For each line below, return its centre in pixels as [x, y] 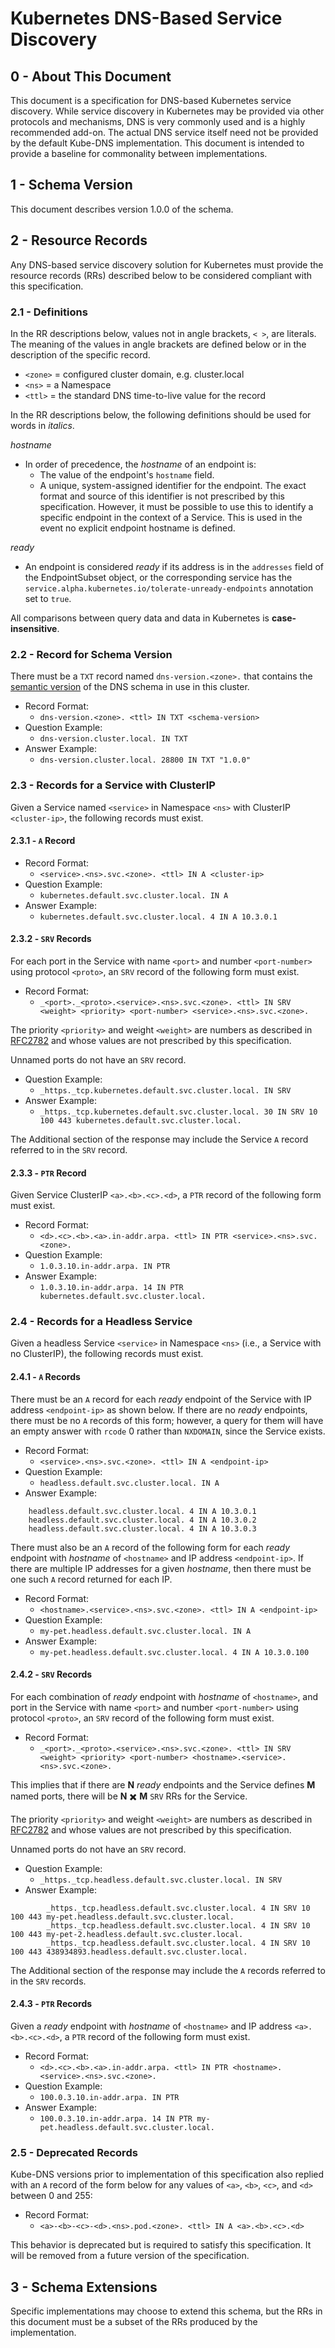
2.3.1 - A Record [43, 841]
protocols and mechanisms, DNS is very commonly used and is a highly [158, 121]
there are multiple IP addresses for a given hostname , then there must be [161, 1568]
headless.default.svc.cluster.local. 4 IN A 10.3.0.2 [142, 1520]
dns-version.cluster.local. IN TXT [113, 739]
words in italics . [42, 425]
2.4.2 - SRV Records [51, 1674]
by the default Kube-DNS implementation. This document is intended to [157, 143]
